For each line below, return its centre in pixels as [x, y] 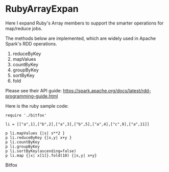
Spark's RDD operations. [31, 43]
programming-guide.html [32, 96]
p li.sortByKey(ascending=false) [41, 151]
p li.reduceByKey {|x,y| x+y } [39, 138]
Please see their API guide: [34, 90]
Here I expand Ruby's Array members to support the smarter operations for [84, 23]
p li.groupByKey [22, 146]
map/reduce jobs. [24, 28]
